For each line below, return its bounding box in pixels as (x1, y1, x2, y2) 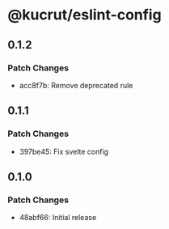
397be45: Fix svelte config (19, 146, 109, 156)
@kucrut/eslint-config (7, 6, 163, 24)
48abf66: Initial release (19, 213, 97, 223)
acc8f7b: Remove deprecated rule (19, 80, 133, 90)
